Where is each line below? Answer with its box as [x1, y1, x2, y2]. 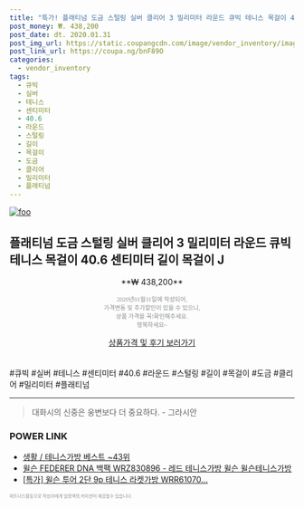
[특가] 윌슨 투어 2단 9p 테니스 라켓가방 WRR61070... [22, 474, 208, 485]
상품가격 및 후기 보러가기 [108, 337, 196, 348]
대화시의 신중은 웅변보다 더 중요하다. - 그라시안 [31, 407, 197, 417]
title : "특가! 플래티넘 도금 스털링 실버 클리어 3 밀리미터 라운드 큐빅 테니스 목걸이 [9, 13, 287, 23]
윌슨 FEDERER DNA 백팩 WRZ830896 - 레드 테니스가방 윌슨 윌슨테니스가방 [22, 463, 292, 474]
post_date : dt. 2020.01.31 [9, 30, 111, 39]
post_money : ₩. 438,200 [9, 22, 100, 31]
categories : [9, 55, 54, 64]
